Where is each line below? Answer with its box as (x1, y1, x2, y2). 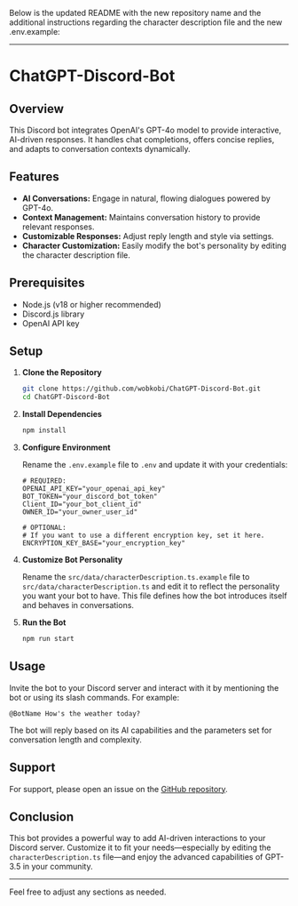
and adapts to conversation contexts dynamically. (9, 144, 191, 154)
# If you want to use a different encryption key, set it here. (21, 531, 265, 541)
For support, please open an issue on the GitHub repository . (9, 783, 228, 794)
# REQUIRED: (21, 477, 67, 485)
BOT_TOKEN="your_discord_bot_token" (21, 493, 158, 501)
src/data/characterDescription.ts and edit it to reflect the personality (21, 581, 280, 592)
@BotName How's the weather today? (9, 709, 141, 718)
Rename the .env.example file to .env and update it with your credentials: (21, 460, 288, 470)
